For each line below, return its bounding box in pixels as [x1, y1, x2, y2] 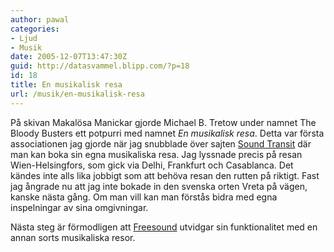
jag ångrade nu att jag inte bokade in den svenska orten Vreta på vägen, [10, 180, 308, 192]
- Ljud [10, 33, 38, 43]
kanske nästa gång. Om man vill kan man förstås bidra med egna [10, 191, 278, 203]
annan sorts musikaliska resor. [10, 231, 136, 243]
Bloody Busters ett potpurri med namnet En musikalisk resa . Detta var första [10, 127, 325, 139]
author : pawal [10, 14, 70, 25]
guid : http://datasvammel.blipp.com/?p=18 [10, 61, 190, 71]
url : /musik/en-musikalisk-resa [10, 89, 145, 99]
